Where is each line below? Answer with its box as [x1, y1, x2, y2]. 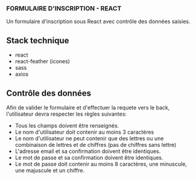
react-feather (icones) [14, 58, 71, 65]
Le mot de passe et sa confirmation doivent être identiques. [14, 154, 163, 161]
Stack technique [6, 35, 69, 46]
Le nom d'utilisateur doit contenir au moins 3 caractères [14, 128, 154, 135]
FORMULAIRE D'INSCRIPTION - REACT [6, 4, 122, 13]
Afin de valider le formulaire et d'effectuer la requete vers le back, [6, 104, 170, 111]
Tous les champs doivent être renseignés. [14, 122, 119, 129]
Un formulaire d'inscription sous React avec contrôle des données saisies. [6, 18, 191, 25]
